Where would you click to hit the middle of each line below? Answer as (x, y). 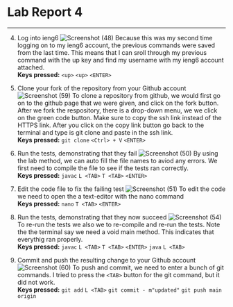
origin (27, 296)
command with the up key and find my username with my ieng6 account (120, 60)
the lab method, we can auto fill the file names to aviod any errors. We (117, 160)
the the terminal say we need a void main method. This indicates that (115, 232)
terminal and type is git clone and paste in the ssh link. (95, 132)
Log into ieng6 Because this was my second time (115, 38)
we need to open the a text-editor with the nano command (101, 196)
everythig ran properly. (50, 239)
